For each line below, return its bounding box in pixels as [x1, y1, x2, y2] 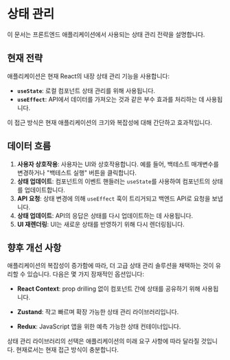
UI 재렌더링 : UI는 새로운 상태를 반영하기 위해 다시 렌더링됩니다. [16, 220, 185, 228]
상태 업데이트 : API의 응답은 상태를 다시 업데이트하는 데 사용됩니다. [16, 211, 194, 220]
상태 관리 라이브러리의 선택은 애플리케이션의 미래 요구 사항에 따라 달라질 [7, 337, 200, 346]
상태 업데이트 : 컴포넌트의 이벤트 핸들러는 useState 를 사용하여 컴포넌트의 [16, 177, 211, 185]
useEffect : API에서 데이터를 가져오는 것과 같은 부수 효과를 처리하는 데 [16, 95, 205, 103]
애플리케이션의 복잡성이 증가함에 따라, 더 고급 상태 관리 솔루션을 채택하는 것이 [7, 262, 214, 270]
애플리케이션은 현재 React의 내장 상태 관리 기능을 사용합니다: [7, 71, 170, 80]
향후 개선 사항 [7, 242, 62, 254]
